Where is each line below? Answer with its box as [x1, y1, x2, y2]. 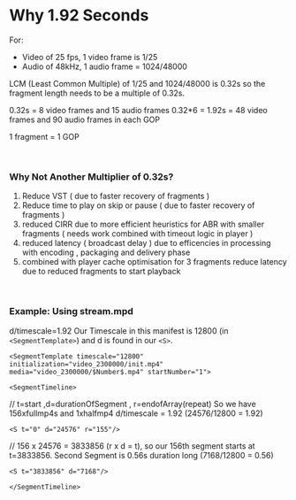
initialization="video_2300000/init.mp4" [9, 359, 164, 368]
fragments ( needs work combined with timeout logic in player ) [21, 228, 254, 239]
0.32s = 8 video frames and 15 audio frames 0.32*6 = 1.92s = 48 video [9, 104, 268, 115]
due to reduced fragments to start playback [21, 266, 181, 277]
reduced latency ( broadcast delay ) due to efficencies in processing [21, 238, 271, 249]
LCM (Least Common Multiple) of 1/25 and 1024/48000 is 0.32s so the [9, 78, 266, 88]
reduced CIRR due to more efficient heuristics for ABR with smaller [21, 219, 265, 230]
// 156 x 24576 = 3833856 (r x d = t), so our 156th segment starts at [9, 440, 255, 451]
